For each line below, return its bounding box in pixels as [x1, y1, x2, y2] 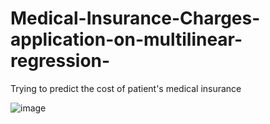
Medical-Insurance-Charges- [10, 7, 261, 30]
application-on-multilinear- [10, 28, 243, 51]
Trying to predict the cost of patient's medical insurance [10, 82, 242, 94]
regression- [10, 50, 111, 72]
